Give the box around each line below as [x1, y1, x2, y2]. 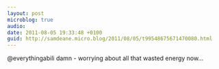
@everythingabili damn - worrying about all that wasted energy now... [7, 54, 204, 62]
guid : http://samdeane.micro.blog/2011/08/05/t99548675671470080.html [7, 36, 213, 42]
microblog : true [7, 16, 53, 23]
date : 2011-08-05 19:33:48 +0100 [7, 29, 103, 36]
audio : [7, 23, 26, 29]
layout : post [7, 10, 44, 17]
